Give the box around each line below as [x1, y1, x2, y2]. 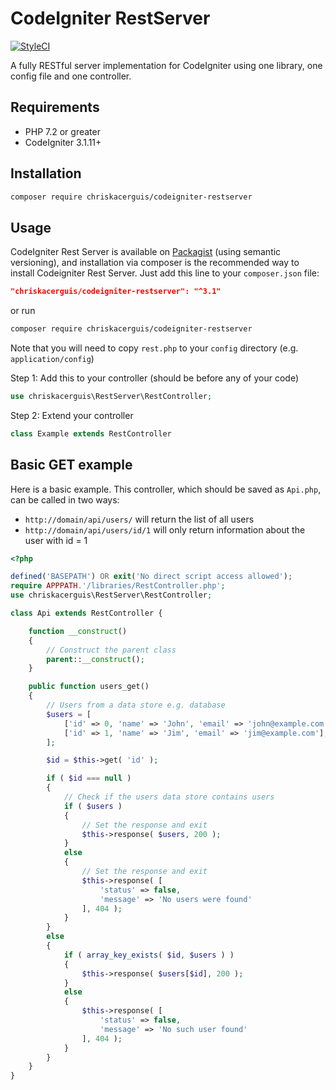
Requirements [10, 99, 100, 116]
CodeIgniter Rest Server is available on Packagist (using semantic [10, 246, 282, 258]
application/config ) [10, 353, 95, 364]
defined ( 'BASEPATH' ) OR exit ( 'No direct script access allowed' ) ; [10, 572, 293, 582]
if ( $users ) [63, 801, 123, 811]
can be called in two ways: [10, 493, 120, 506]
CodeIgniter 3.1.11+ [24, 136, 102, 148]
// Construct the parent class [46, 645, 177, 655]
